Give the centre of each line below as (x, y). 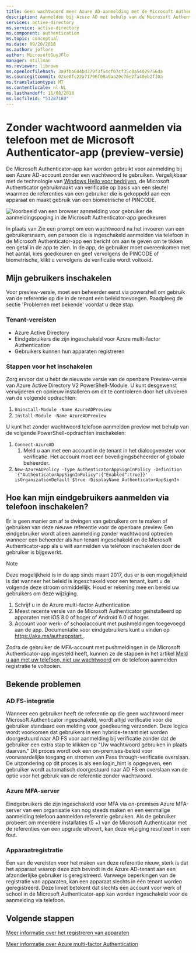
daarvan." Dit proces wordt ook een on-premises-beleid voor (79, 751)
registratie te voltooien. (34, 666)
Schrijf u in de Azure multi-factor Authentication (72, 605)
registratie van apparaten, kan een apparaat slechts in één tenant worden (94, 882)
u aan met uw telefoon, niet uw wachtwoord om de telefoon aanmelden (92, 660)
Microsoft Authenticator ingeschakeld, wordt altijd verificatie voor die (89, 720)
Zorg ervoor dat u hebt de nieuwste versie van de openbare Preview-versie (97, 379)
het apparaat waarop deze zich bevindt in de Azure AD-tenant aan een (91, 869)
